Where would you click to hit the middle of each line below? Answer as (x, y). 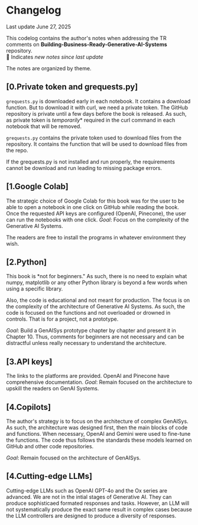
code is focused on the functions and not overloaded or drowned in (88, 313)
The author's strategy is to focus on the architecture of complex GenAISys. (97, 421)
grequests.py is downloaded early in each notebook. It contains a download (98, 101)
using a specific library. (35, 289)
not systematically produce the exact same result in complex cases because (99, 509)
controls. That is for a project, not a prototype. (62, 319)
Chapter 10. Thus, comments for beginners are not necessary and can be (95, 337)
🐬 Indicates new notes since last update (55, 57)
